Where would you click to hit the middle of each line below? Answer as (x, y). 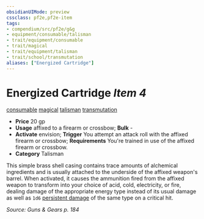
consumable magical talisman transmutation (62, 109)
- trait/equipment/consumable (45, 40)
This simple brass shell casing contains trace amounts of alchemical (92, 165)
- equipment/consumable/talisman (49, 35)
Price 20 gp (30, 122)
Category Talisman (39, 154)
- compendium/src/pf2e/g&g (41, 29)
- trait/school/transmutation (45, 57)
